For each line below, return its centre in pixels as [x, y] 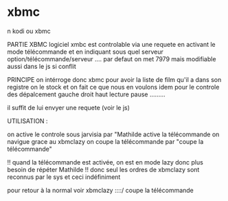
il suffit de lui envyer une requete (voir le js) [69, 107]
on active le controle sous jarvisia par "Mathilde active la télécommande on [113, 134]
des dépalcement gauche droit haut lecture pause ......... [87, 94]
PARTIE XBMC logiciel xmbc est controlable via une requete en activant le [112, 44]
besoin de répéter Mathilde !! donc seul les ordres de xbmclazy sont [103, 169]
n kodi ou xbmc [29, 31]
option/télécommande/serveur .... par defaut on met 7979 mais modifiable [112, 59]
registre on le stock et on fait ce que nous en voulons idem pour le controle [113, 87]
